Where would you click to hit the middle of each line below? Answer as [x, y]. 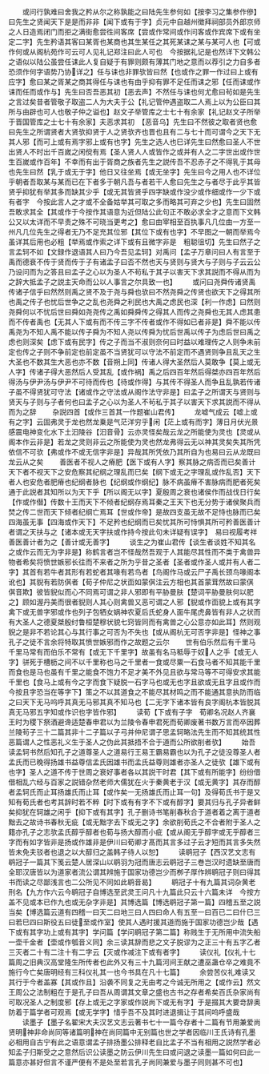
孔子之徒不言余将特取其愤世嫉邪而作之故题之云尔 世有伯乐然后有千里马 [132, 642]
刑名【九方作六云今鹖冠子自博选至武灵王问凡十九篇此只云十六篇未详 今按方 [134, 892]
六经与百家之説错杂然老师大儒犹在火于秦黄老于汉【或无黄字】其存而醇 [145, 782]
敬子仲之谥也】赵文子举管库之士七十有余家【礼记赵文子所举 [162, 112]
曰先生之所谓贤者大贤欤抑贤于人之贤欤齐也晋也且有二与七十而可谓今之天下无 [134, 132]
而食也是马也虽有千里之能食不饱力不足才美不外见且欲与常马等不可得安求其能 [134, 672]
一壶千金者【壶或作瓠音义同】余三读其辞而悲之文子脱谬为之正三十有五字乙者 [134, 942]
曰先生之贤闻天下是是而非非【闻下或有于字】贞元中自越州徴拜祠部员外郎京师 [134, 22]
